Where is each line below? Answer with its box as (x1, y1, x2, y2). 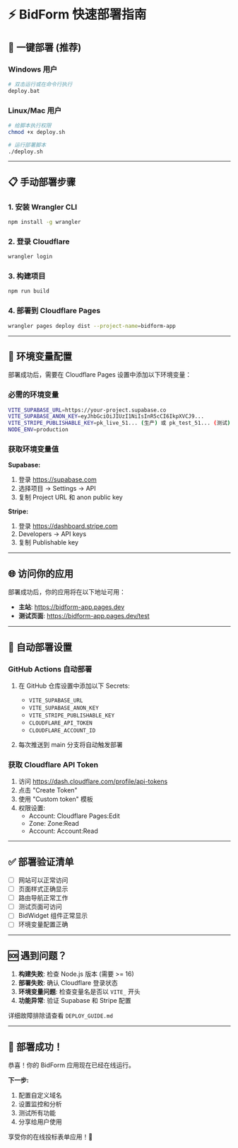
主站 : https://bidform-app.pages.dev (18, 603, 125, 611)
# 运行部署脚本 (8, 141, 47, 149)
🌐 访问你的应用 (8, 567, 73, 579)
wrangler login (8, 253, 53, 261)
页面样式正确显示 (18, 885, 69, 893)
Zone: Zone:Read (28, 819, 80, 828)
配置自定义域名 (18, 1091, 62, 1100)
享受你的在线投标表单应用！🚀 (8, 1132, 93, 1141)
